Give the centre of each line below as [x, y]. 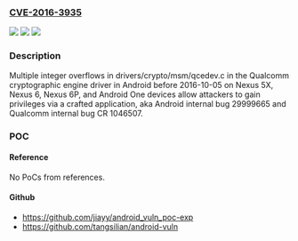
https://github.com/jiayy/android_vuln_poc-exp [108, 217]
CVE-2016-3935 [46, 12]
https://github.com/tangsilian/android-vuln [100, 226]
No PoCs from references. [57, 177]
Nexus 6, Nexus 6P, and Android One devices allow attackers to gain [135, 94]
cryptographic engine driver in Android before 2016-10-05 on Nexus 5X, [141, 84]
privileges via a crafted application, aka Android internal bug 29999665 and [148, 103]
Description [35, 56]
